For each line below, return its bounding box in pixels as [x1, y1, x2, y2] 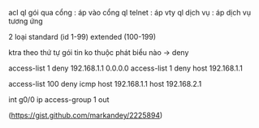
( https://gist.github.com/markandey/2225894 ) [8, 110, 163, 120]
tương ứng [8, 16, 43, 26]
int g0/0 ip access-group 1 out [8, 95, 110, 105]
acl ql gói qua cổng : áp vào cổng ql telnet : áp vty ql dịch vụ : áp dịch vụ [8, 8, 252, 17]
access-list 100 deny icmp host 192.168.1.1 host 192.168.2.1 [8, 79, 202, 88]
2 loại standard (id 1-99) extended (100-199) [8, 32, 157, 41]
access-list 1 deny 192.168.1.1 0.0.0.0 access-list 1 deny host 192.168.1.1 [8, 63, 244, 73]
